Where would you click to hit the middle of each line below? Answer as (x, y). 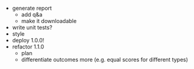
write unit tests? (32, 27)
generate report (32, 8)
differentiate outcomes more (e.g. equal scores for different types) (105, 60)
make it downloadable (49, 21)
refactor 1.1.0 (28, 47)
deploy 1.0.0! (28, 40)
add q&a (32, 15)
